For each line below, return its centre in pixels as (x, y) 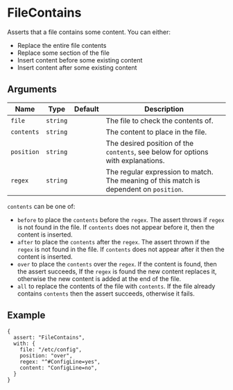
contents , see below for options (157, 152)
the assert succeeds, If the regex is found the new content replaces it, (117, 271)
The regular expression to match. (159, 171)
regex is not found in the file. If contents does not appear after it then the (121, 249)
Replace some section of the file (63, 53)
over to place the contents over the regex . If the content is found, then (117, 264)
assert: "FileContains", (49, 337)
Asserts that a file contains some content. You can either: (89, 32)
